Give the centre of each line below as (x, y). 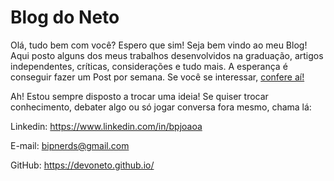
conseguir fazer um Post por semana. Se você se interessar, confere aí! (157, 77)
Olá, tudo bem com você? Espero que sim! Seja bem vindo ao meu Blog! (159, 45)
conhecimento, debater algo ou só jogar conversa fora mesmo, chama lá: (161, 107)
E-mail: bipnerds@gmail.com (70, 145)
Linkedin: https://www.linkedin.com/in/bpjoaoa (106, 126)
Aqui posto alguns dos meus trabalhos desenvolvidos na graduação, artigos (167, 55)
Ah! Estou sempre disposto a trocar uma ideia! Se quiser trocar (139, 96)
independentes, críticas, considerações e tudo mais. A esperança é (149, 66)
